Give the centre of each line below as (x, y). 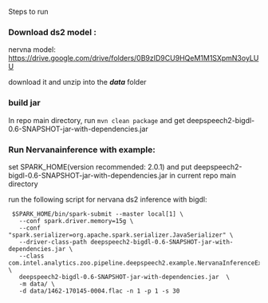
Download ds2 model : (53, 32)
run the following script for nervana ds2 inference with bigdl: (108, 199)
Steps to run (29, 12)
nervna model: (32, 50)
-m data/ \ (37, 284)
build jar (25, 103)
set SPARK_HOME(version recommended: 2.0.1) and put (100, 166)
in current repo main (203, 175)
